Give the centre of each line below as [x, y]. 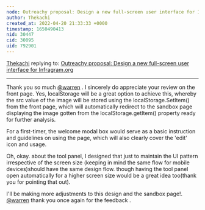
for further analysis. [31, 119]
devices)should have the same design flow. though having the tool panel [97, 169]
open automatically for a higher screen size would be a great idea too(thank [102, 175]
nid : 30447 [20, 35]
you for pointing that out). [38, 182]
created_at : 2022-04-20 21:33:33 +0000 [57, 23]
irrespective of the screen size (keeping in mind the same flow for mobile [98, 163]
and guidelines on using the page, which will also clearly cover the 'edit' [97, 138]
